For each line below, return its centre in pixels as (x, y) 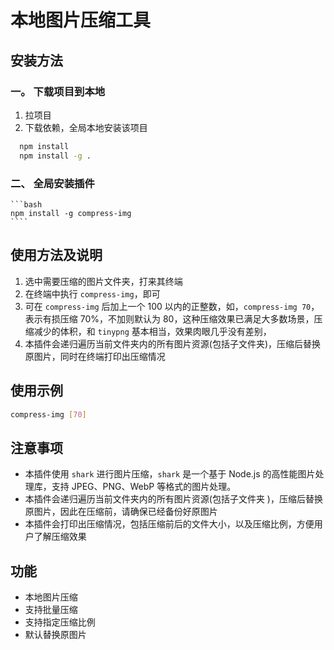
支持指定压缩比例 (60, 622)
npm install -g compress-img (71, 213)
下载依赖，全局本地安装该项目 (86, 127)
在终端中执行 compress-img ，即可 (92, 293)
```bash (26, 204)
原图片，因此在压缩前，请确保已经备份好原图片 (121, 512)
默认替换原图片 (55, 635)
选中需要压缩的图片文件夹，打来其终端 (103, 281)
